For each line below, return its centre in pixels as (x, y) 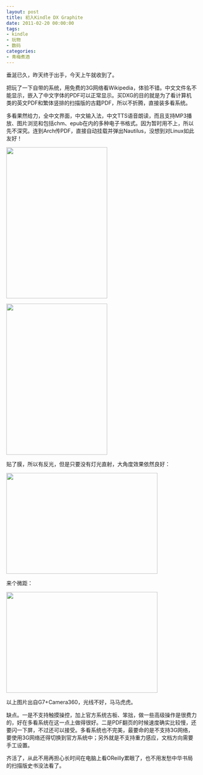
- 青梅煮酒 (18, 57)
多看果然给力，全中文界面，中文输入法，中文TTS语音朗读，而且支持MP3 (97, 115)
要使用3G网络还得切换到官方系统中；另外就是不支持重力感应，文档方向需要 (100, 738)
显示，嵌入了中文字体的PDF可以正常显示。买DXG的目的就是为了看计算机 (101, 95)
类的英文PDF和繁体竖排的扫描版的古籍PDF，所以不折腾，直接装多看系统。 (99, 103)
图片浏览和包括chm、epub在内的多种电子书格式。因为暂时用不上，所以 (105, 123)
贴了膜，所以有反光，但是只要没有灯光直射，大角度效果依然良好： (88, 464)
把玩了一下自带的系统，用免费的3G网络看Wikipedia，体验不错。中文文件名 (99, 88)
